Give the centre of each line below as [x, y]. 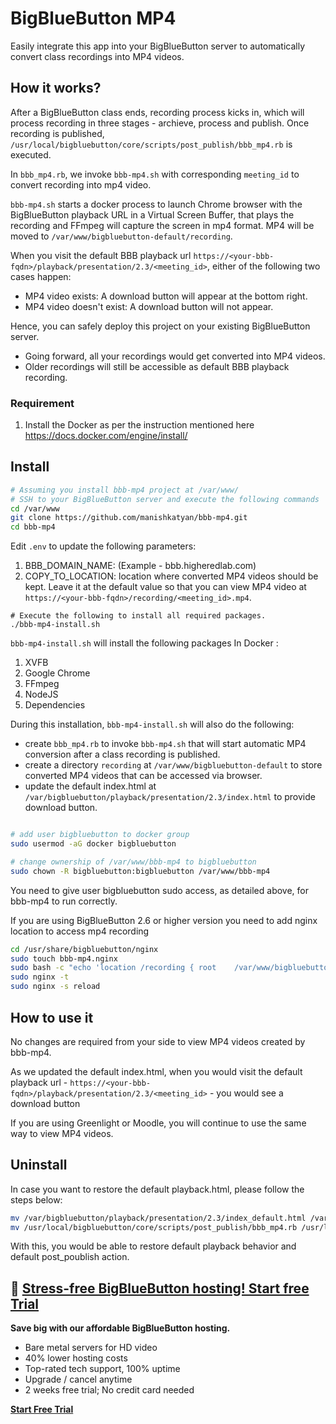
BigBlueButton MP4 [93, 18]
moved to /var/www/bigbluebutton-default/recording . [121, 236]
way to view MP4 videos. [62, 1133]
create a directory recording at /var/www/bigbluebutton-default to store [173, 765]
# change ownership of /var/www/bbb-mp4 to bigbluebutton [133, 862]
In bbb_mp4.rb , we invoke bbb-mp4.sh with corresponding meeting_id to [155, 174]
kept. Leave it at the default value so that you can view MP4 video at [165, 587]
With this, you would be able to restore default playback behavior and [153, 1246]
